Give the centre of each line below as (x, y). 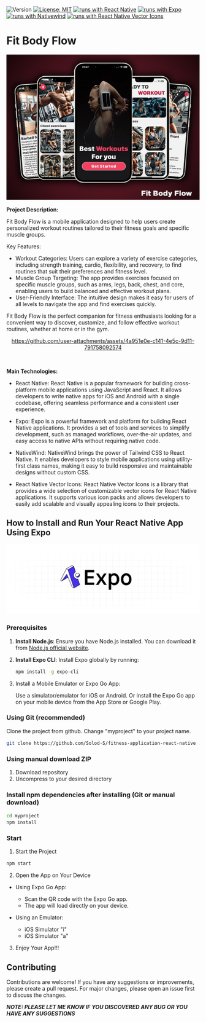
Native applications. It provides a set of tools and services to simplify (102, 428)
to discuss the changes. (36, 995)
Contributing (31, 967)
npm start (19, 863)
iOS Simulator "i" (46, 930)
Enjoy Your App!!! (37, 948)
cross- (182, 383)
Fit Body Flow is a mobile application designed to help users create (91, 221)
